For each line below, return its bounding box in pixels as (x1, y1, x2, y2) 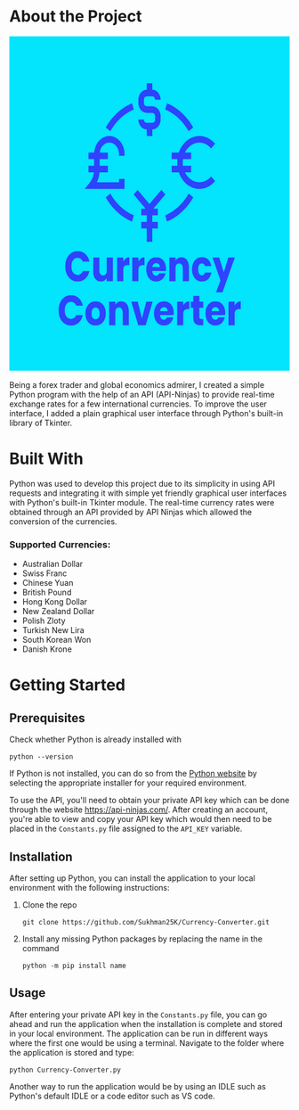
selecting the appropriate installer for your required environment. (9, 777, 247, 788)
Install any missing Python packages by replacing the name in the (21, 933, 263, 944)
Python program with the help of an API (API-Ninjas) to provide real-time (9, 389, 275, 399)
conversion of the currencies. (9, 515, 117, 527)
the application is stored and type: (9, 1047, 135, 1057)
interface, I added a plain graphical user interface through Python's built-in (9, 407, 283, 418)
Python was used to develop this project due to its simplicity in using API (9, 478, 276, 489)
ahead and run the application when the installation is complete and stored (9, 1018, 283, 1029)
